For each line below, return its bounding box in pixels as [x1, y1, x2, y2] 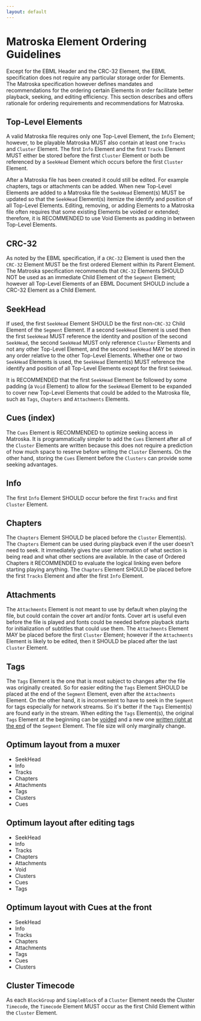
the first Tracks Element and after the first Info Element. [6, 572, 144, 579]
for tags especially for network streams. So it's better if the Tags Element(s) [6, 703, 192, 711]
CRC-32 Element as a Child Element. [6, 286, 97, 294]
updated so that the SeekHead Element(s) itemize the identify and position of [6, 196, 193, 203]
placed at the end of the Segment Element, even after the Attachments [6, 690, 176, 698]
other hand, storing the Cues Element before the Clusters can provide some [6, 454, 193, 461]
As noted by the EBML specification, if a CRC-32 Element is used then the [6, 254, 185, 262]
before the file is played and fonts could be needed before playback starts [6, 618, 190, 626]
